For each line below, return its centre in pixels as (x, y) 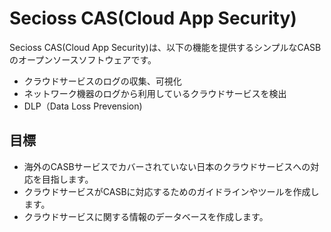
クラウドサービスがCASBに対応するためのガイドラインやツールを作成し (171, 191)
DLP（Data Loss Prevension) (83, 106)
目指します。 (67, 179)
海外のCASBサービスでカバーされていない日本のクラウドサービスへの (167, 166)
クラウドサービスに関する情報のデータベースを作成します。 (146, 216)
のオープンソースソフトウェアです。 (83, 59)
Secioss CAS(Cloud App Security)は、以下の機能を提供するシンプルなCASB (165, 47)
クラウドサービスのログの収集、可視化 (102, 81)
